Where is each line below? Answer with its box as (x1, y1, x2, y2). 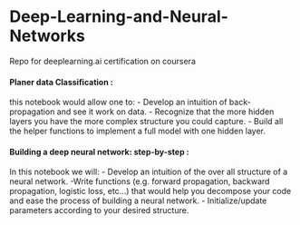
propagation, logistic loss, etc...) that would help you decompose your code (9, 186, 292, 197)
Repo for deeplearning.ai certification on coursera (9, 55, 197, 66)
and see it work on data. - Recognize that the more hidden (56, 106, 275, 117)
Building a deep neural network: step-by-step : (9, 146, 189, 157)
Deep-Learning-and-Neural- (9, 6, 229, 27)
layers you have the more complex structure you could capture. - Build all (9, 116, 284, 127)
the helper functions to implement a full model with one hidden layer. (9, 125, 266, 137)
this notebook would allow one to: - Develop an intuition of (9, 97, 227, 108)
